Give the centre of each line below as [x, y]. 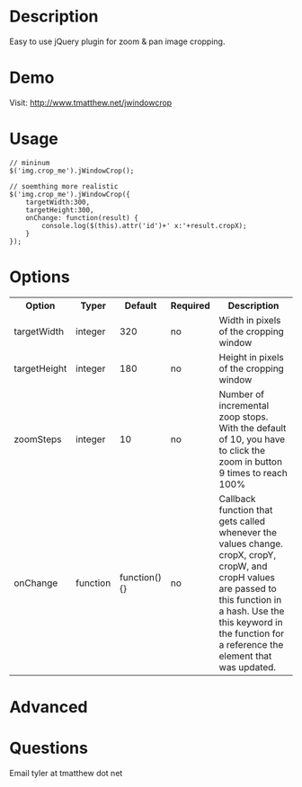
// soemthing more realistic [64, 186]
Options [40, 277]
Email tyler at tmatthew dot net [66, 773]
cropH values [247, 577]
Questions [49, 748]
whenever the [248, 532]
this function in [250, 599]
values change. [251, 544]
